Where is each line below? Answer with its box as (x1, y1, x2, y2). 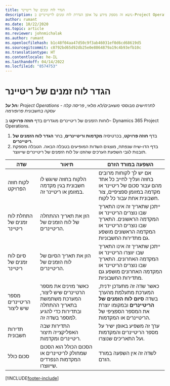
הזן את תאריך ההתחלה (40, 212, 90, 220)
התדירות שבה (40, 322, 70, 329)
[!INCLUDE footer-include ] (5, 375, 59, 381)
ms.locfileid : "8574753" (5, 64, 58, 69)
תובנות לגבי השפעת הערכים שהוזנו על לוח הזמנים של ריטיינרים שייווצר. (12, 149, 147, 155)
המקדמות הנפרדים (40, 356, 81, 363)
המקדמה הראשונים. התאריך (98, 216, 159, 223)
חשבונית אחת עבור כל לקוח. (98, 195, 159, 202)
